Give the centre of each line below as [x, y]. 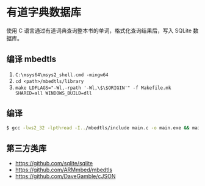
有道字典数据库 [44, 13]
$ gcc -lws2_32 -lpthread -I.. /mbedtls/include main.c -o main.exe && [98, 128]
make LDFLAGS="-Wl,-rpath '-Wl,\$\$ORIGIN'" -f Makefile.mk [93, 88]
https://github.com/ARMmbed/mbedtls [64, 170]
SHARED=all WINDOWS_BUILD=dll [54, 93]
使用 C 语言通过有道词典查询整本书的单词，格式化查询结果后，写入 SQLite [99, 30]
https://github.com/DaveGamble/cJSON [65, 176]
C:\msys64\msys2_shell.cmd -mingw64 [62, 75]
